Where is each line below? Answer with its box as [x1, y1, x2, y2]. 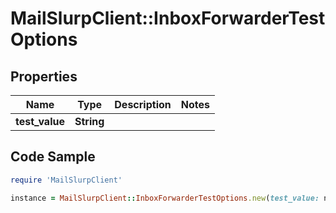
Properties [10, 68, 78, 85]
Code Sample [10, 148, 96, 166]
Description [114, 98, 172, 111]
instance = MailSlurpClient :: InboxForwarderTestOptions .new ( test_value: [10, 193, 320, 203]
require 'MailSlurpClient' [10, 175, 123, 185]
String [74, 115, 105, 128]
